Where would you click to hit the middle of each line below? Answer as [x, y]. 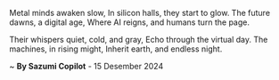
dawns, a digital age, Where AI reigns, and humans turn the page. [130, 22]
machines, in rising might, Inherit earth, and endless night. [116, 49]
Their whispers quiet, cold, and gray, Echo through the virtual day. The [139, 40]
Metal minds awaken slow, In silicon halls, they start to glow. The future [139, 13]
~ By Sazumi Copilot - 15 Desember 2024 [86, 66]
